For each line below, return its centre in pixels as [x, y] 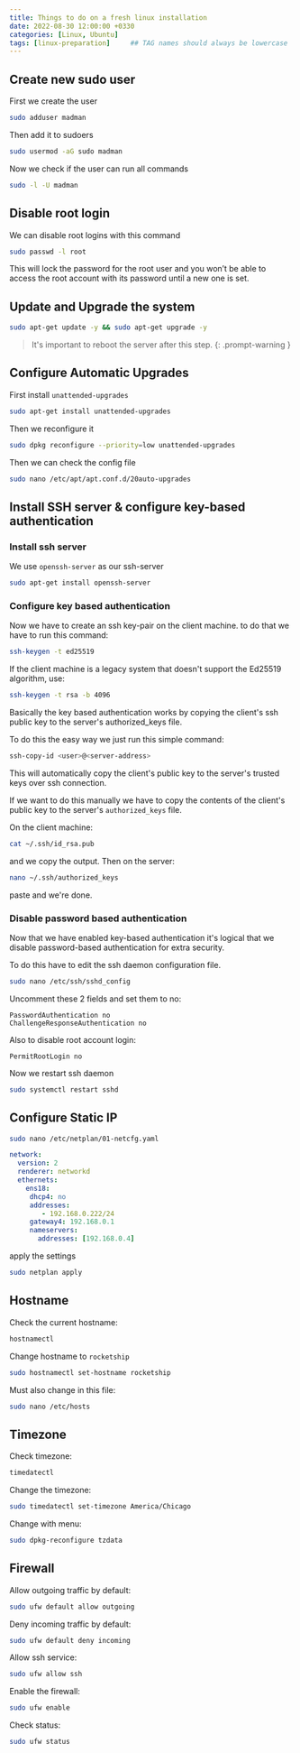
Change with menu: [45, 1523]
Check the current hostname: [64, 1322]
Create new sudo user [73, 79]
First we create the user [53, 101]
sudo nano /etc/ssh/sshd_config [70, 982]
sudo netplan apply [46, 1273]
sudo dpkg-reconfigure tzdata [66, 1540]
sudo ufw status [40, 1742]
